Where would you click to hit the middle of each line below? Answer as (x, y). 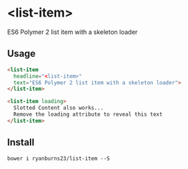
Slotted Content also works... (59, 108)
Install (21, 142)
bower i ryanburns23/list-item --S (59, 158)
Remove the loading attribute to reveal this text (88, 114)
